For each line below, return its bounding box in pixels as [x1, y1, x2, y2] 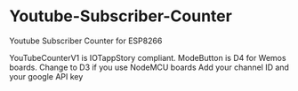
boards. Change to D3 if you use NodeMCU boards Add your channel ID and [9, 62, 289, 72]
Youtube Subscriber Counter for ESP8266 [9, 35, 163, 46]
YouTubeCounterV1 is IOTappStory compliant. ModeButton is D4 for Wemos [9, 52, 286, 63]
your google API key [9, 71, 84, 81]
